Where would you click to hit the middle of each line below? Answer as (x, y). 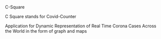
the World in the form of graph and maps (46, 31)
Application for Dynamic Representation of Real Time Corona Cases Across (81, 26)
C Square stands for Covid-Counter (41, 16)
